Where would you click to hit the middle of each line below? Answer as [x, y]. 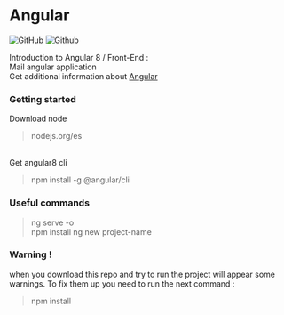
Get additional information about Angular [83, 76]
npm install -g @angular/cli [80, 180]
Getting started [43, 99]
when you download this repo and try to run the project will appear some [142, 274]
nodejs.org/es [56, 136]
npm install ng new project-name [91, 231]
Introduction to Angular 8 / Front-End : [79, 57]
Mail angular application [53, 67]
